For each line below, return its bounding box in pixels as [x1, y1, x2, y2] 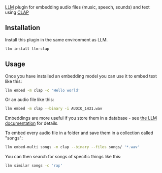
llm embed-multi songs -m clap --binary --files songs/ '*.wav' [5, 145, 140, 150]
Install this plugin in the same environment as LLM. [5, 36, 108, 42]
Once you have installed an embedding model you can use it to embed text [5, 73, 157, 79]
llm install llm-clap [5, 46, 50, 51]
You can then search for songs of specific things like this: [5, 154, 122, 160]
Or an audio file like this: [5, 97, 54, 103]
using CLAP [5, 9, 29, 15]
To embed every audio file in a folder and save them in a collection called [5, 130, 154, 136]
